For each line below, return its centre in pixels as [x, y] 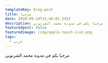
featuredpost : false [26, 28]
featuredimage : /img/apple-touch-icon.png [49, 32]
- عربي [16, 42]
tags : [10, 37]
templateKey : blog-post [29, 10]
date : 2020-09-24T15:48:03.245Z [38, 19]
